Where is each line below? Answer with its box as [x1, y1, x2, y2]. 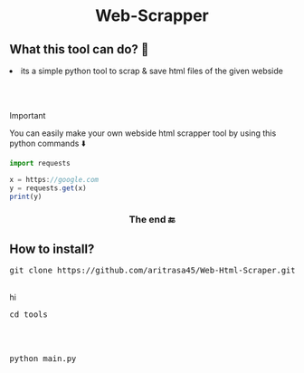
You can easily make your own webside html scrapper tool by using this [9, 128, 277, 139]
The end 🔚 [128, 214, 176, 226]
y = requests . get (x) [9, 183, 88, 193]
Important [9, 110, 46, 120]
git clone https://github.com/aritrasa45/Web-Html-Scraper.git [9, 265, 296, 276]
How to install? [9, 241, 95, 256]
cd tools [9, 310, 48, 320]
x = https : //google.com [9, 175, 100, 184]
